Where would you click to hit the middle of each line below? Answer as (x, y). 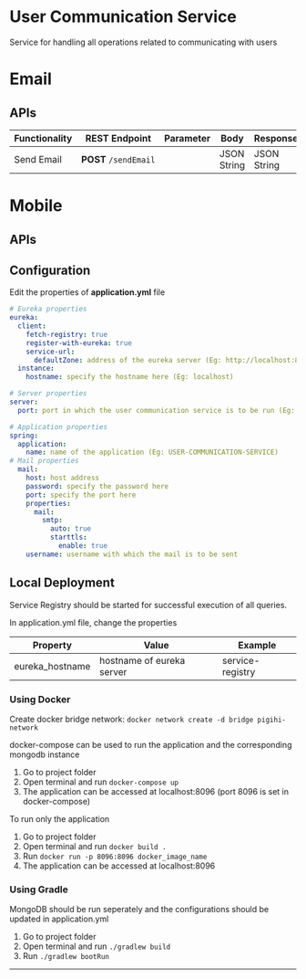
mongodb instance (45, 754)
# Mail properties (44, 461)
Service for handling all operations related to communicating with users (143, 42)
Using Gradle (39, 890)
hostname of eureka (143, 660)
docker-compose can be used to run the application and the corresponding (151, 744)
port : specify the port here (81, 495)
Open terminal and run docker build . (94, 846)
